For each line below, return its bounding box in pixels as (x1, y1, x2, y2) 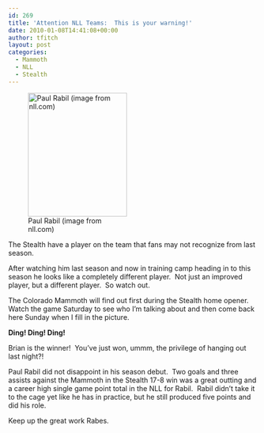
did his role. (8, 401, 47, 410)
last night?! (8, 351, 44, 361)
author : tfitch (8, 33, 58, 42)
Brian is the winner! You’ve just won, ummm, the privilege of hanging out (8, 343, 247, 352)
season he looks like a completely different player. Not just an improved (8, 272, 243, 281)
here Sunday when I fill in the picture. (8, 312, 130, 321)
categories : (8, 48, 47, 56)
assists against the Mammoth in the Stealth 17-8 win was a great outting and (8, 375, 257, 385)
